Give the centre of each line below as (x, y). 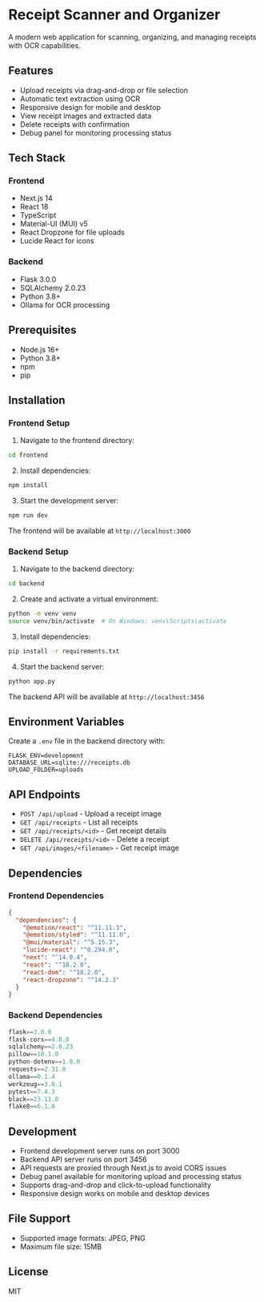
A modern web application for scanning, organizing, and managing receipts (132, 37)
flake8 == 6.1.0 (32, 1107)
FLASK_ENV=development (46, 756)
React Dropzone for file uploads (72, 232)
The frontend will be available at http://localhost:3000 (100, 531)
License (28, 1272)
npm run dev (28, 515)
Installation (37, 400)
